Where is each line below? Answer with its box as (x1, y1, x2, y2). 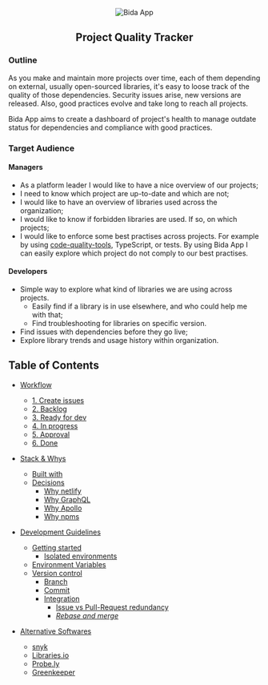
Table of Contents (8, 359, 100, 373)
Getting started (31, 542, 82, 552)
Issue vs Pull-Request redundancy (55, 602, 170, 612)
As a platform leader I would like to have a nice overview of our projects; (19, 180, 258, 190)
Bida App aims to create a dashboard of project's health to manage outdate (8, 114, 257, 123)
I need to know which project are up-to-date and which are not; (19, 188, 230, 198)
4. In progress (31, 421, 78, 430)
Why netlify (43, 486, 82, 496)
